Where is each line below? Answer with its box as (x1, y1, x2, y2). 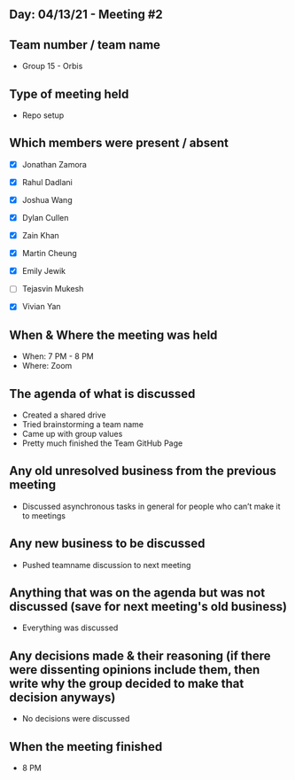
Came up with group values (21, 429, 123, 440)
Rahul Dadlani (21, 176, 73, 187)
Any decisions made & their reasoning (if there (9, 648, 272, 663)
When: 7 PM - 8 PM (21, 351, 95, 362)
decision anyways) (9, 690, 116, 705)
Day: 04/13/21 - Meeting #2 (9, 7, 164, 22)
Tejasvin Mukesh (21, 284, 84, 294)
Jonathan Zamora (21, 159, 87, 169)
